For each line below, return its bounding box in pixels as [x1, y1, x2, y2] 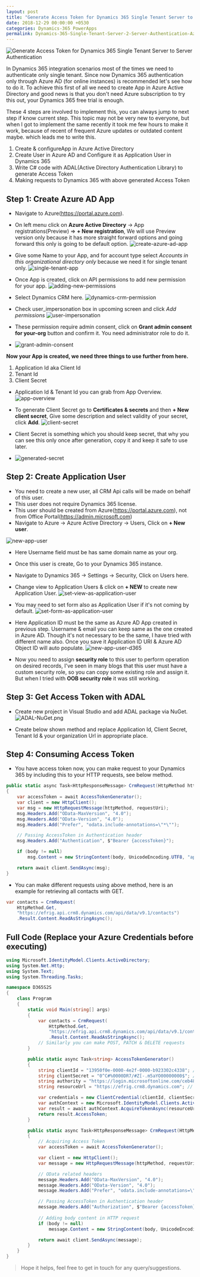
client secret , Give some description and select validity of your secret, [14, 412, 188, 420]
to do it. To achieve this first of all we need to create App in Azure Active [6, 84, 183, 91]
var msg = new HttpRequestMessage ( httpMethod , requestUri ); [17, 805, 169, 811]
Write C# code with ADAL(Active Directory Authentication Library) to [14, 164, 183, 171]
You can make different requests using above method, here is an [14, 881, 174, 888]
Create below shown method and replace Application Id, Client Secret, [14, 726, 187, 733]
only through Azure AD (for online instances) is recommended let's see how [6, 78, 192, 85]
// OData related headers [37, 1171, 102, 1177]
